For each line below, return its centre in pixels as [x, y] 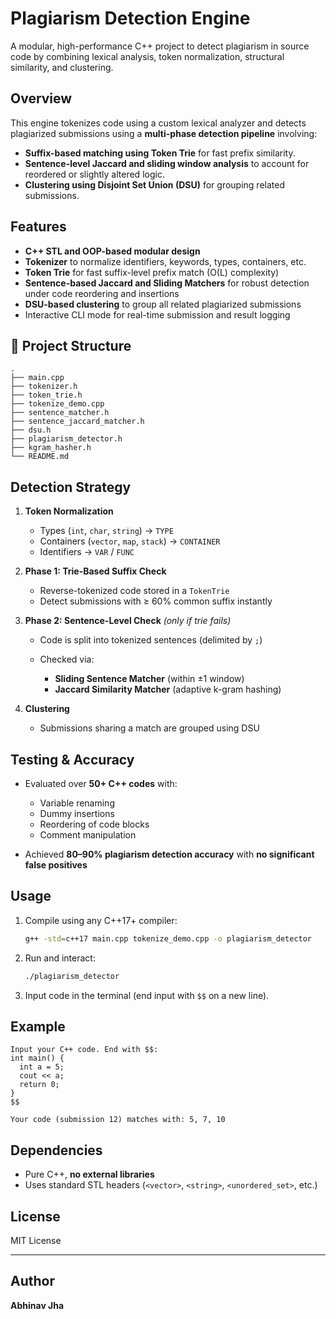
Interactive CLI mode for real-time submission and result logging [157, 314]
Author [32, 1281]
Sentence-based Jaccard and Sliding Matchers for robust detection [167, 283]
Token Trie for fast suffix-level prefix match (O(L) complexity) [152, 272]
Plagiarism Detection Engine [130, 18]
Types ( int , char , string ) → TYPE [106, 531]
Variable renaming [77, 803]
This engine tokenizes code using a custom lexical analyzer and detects [158, 123]
